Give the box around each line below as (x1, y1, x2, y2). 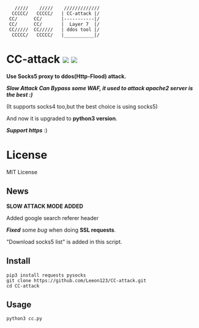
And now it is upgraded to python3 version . (6, 115, 118, 122)
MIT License (6, 168, 38, 175)
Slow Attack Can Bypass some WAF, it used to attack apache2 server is (6, 84, 193, 91)
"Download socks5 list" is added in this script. (6, 238, 122, 245)
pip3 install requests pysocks (6, 272, 86, 278)
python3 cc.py (6, 316, 43, 322)
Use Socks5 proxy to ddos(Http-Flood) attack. (6, 72, 127, 80)
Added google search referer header (6, 214, 99, 221)
